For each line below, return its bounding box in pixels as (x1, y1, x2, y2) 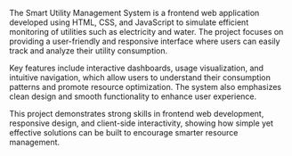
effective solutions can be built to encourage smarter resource (9, 127, 239, 137)
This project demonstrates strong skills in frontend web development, (9, 109, 264, 119)
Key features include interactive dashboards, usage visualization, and (9, 62, 264, 73)
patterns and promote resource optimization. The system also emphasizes (9, 82, 282, 92)
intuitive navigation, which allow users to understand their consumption (9, 72, 272, 83)
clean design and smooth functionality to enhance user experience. (9, 91, 257, 102)
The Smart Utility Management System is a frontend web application (9, 8, 260, 18)
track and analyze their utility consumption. (9, 45, 168, 56)
